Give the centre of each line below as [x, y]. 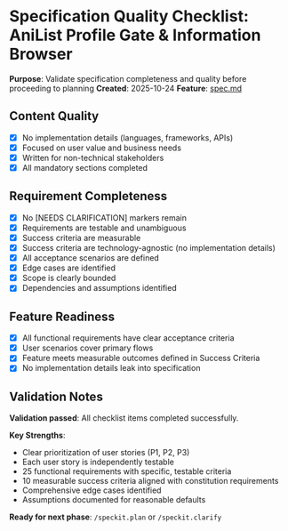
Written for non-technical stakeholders [93, 157]
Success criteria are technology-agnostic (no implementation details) [148, 248]
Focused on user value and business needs [102, 148]
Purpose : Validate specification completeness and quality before [128, 78]
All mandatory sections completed [85, 167]
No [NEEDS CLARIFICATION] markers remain [104, 217]
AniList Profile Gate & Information [135, 35]
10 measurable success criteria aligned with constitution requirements [150, 481]
